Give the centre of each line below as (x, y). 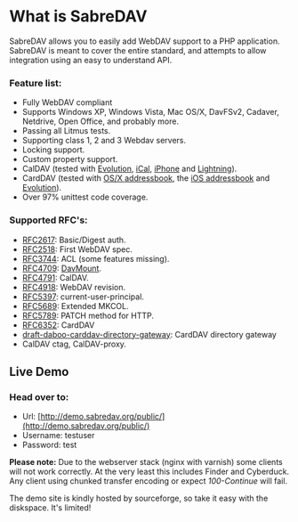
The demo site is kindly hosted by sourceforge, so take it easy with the (139, 498)
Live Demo (39, 371)
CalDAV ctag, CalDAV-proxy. (74, 344)
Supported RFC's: (48, 220)
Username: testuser (58, 436)
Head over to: (39, 396)
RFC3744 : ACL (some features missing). (96, 258)
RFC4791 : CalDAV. (55, 277)
